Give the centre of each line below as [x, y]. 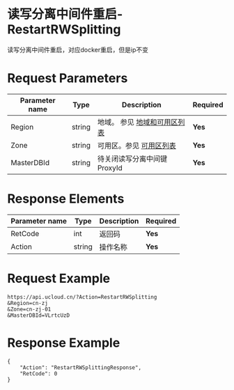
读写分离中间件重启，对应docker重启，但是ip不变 [78, 49]
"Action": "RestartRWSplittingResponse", [80, 367]
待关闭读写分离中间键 [132, 159]
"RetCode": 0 [39, 373]
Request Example [58, 279]
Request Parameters [68, 78]
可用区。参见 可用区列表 [136, 146]
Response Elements [66, 199]
